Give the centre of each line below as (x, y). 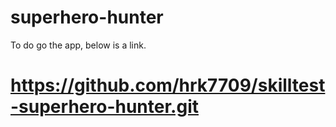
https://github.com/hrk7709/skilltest (168, 85)
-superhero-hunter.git (104, 107)
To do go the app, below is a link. (78, 45)
